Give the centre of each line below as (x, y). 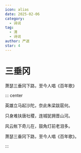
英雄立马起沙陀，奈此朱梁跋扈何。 (39, 105)
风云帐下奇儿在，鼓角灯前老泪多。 (39, 126)
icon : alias (17, 9)
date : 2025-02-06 (22, 14)
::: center (14, 95)
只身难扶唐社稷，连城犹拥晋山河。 (39, 116)
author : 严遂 (17, 41)
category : (15, 18)
